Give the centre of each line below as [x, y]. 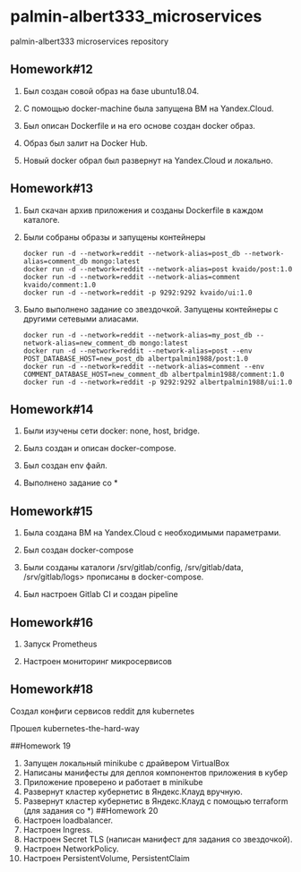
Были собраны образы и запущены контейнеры [114, 237]
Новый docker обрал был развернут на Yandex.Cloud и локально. [148, 160]
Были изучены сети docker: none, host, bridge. [112, 431]
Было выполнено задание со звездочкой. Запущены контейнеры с [150, 309]
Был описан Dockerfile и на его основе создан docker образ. [139, 125]
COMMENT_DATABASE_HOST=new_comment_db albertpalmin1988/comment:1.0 [154, 374]
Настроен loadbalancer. [68, 820]
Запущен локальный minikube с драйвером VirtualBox [126, 763]
